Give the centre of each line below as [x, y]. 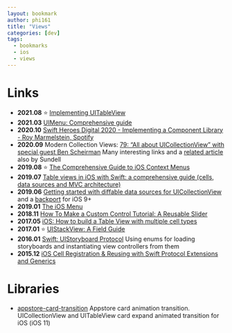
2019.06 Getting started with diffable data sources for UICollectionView [119, 192]
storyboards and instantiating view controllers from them [98, 246]
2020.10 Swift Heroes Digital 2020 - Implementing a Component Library [120, 129]
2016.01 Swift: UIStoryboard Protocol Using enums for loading [106, 239]
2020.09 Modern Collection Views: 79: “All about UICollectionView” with [121, 144]
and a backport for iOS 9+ [54, 199]
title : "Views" [29, 26]
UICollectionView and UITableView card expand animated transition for [118, 315]
